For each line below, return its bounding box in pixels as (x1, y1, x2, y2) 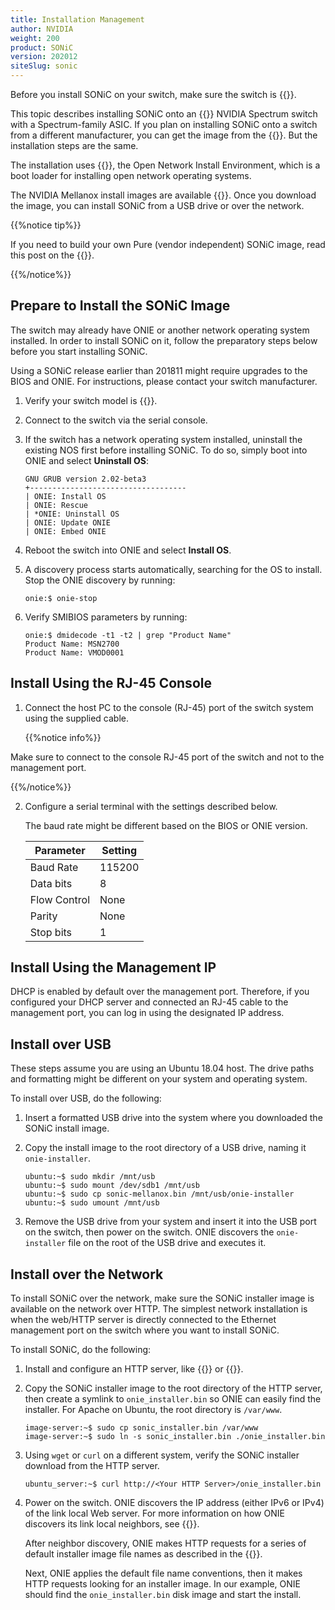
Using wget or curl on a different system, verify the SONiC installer (24, 1449, 300, 1461)
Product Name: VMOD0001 (24, 647, 125, 658)
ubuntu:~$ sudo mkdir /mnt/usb (24, 1172, 156, 1182)
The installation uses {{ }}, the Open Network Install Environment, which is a (10, 159, 321, 171)
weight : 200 (10, 33, 60, 43)
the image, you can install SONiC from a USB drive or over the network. (10, 200, 305, 211)
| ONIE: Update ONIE (24, 517, 111, 528)
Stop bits (29, 925, 73, 939)
